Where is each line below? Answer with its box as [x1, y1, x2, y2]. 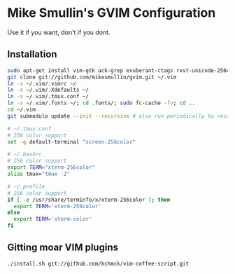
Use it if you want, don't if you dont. [7, 28, 111, 36]
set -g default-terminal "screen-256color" [7, 138, 136, 145]
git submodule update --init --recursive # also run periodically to [7, 112, 215, 120]
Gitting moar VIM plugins [7, 242, 119, 254]
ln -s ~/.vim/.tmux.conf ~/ [7, 93, 90, 100]
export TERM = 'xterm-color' [13, 216, 92, 223]
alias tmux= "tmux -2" [7, 170, 71, 177]
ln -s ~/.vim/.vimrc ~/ [7, 80, 77, 87]
